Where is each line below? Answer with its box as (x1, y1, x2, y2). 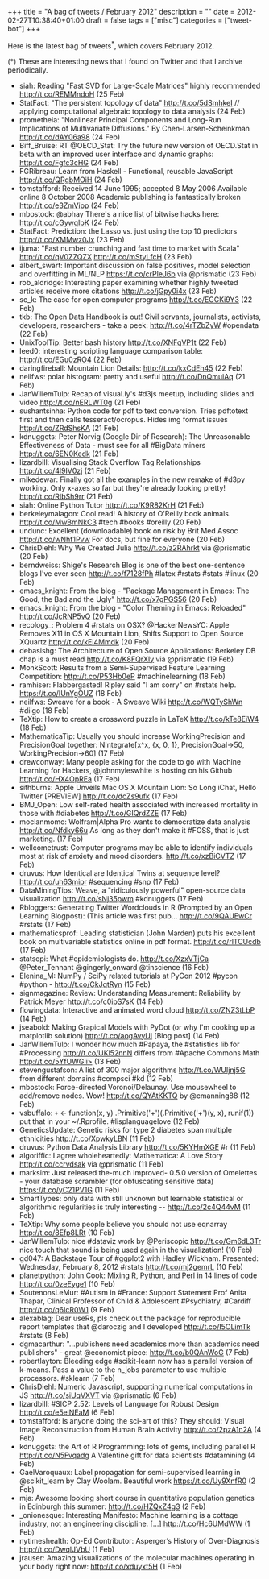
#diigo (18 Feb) (19, 705, 69, 715)
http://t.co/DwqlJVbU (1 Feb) (19, 1544, 115, 1554)
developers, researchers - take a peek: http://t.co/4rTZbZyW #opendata (19, 320, 259, 329)
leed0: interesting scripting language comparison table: (19, 346, 203, 355)
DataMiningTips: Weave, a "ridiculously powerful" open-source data (19, 885, 246, 895)
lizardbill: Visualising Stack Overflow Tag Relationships (19, 457, 201, 466)
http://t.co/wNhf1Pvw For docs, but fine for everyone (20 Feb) (19, 534, 226, 544)
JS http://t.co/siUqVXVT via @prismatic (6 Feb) (19, 1390, 177, 1400)
